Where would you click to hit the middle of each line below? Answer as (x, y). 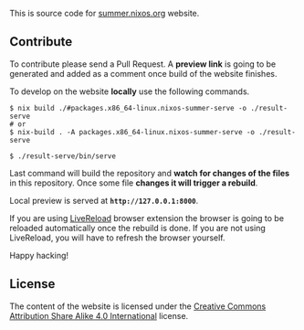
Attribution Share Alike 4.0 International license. (99, 315)
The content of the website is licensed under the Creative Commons (138, 306)
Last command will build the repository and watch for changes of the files (150, 173)
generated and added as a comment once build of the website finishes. (143, 73)
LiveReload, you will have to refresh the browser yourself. (117, 238)
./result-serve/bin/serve (67, 156)
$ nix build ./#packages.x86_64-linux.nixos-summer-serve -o (128, 108)
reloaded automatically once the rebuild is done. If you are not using (138, 228)
